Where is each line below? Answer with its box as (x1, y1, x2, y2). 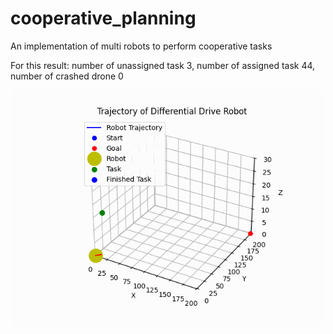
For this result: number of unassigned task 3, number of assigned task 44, (10, 59, 316, 71)
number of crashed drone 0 (10, 70, 124, 82)
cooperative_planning (10, 7, 197, 30)
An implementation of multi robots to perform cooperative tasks (10, 40, 273, 52)
